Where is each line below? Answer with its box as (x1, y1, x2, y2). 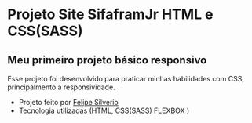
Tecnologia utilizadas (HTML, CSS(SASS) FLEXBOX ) (18, 106, 190, 115)
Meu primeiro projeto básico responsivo (7, 53, 207, 67)
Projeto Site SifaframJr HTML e (7, 5, 214, 24)
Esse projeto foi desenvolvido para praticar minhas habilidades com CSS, (7, 74, 245, 83)
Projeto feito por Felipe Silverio (18, 98, 119, 107)
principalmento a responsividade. (7, 82, 115, 92)
